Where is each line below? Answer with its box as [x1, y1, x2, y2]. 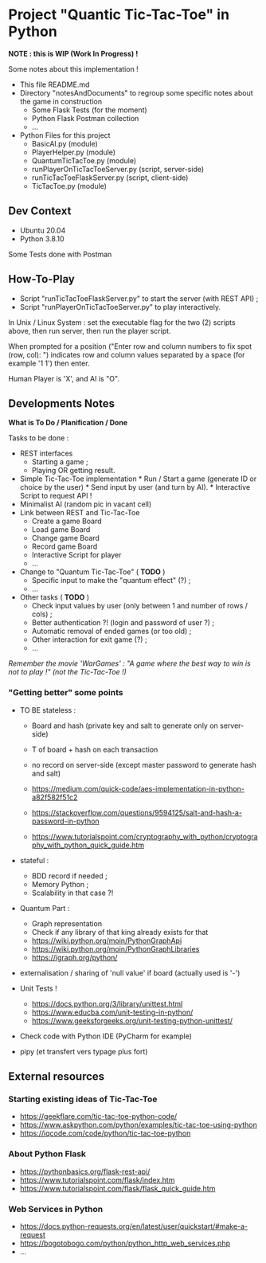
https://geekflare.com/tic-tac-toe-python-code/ [19, 1112, 178, 1121]
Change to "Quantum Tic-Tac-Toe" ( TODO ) [19, 567, 166, 577]
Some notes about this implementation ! [8, 64, 139, 73]
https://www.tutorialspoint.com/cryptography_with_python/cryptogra [31, 831, 258, 841]
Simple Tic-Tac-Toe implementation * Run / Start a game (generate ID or [19, 474, 257, 483]
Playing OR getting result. [31, 466, 115, 475]
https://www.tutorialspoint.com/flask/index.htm [19, 1175, 175, 1184]
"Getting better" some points [8, 687, 123, 698]
